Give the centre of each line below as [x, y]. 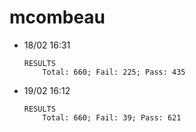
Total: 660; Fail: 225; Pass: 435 [114, 72]
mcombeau [57, 17]
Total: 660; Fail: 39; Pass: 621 [112, 117]
